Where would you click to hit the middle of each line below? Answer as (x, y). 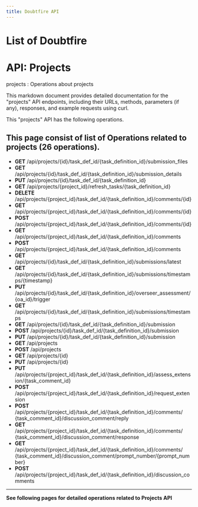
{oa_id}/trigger (32, 299)
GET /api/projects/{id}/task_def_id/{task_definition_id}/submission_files (101, 161)
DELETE (24, 193)
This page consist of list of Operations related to (96, 138)
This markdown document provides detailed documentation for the (88, 96)
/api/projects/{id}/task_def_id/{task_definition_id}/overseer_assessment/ (103, 293)
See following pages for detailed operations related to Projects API (89, 498)
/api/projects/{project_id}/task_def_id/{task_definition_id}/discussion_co (102, 475)
